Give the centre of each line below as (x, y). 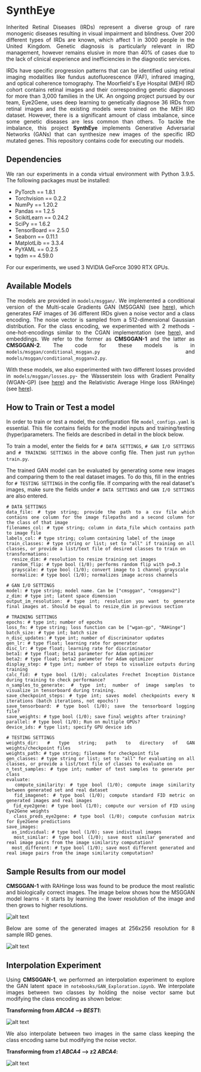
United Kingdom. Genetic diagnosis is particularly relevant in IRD (100, 46)
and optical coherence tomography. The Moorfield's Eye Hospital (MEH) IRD (100, 83)
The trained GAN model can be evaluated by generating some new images (100, 471)
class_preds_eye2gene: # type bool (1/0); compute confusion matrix (104, 817)
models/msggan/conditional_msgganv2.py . (57, 358)
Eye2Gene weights (28, 811)
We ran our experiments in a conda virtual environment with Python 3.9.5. (100, 174)
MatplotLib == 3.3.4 (39, 243)
